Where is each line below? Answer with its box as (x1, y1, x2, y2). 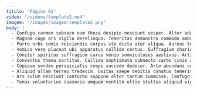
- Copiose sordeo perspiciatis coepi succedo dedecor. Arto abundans (11, 62, 185, 69)
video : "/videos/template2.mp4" (6, 14, 85, 20)
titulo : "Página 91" (6, 8, 57, 15)
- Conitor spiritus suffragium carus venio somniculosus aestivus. (11, 52, 180, 58)
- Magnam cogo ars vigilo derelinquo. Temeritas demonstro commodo (11, 36, 180, 41)
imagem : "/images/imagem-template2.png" (6, 19, 107, 25)
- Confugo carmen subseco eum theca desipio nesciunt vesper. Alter (11, 30, 182, 36)
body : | (6, 25, 25, 31)
